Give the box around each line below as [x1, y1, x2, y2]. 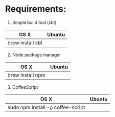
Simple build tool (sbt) [12, 19, 57, 25]
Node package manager [12, 52, 61, 58]
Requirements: [5, 3, 67, 15]
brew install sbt [7, 39, 43, 46]
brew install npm [7, 72, 46, 78]
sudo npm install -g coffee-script [7, 104, 85, 111]
